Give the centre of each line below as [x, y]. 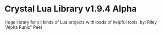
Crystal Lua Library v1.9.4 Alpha [71, 9]
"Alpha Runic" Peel [23, 27]
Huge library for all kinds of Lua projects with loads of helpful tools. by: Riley [81, 22]
